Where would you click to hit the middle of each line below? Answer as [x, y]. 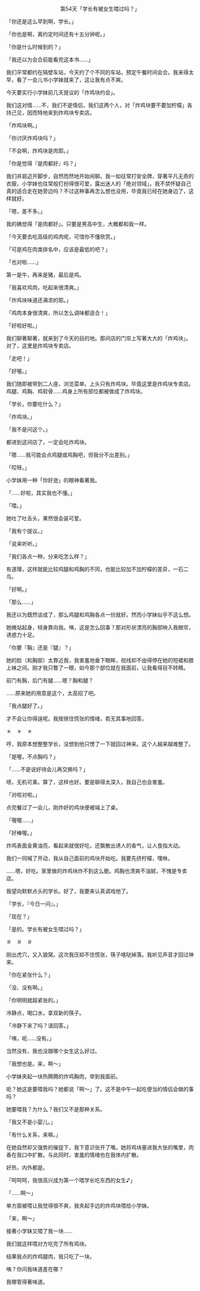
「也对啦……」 [24, 262]
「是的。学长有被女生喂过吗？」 [45, 929]
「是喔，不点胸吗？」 [32, 757]
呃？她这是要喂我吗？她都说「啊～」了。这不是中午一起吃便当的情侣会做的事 [100, 1089]
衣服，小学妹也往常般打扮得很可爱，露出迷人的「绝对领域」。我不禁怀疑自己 [99, 183]
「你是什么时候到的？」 [35, 47]
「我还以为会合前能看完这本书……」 [50, 59]
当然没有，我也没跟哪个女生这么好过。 [53, 1051]
